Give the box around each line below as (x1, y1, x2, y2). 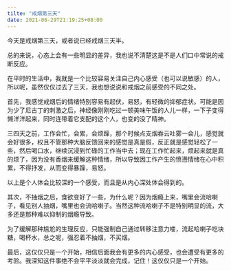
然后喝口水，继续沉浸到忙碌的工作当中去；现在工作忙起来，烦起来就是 (19, 146, 218, 155)
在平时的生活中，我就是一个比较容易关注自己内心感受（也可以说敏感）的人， (7, 74, 224, 83)
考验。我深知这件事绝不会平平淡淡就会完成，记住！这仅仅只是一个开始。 (7, 256, 212, 265)
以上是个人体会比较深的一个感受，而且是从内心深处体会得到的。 (7, 178, 188, 186)
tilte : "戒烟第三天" (7, 10, 60, 17)
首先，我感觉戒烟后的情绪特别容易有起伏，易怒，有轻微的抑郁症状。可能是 (7, 97, 218, 105)
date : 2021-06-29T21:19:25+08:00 (7, 17, 103, 23)
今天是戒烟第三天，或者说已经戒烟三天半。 (7, 36, 128, 45)
